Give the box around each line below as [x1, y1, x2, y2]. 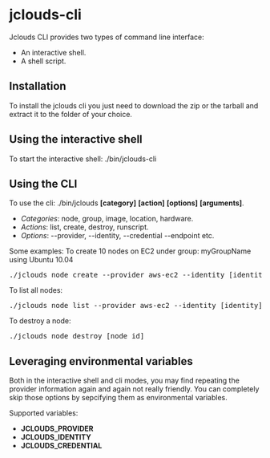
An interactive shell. [20, 47, 87, 57]
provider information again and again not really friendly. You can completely [9, 384, 260, 394]
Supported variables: [9, 408, 79, 418]
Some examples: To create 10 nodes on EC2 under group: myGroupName [9, 246, 252, 256]
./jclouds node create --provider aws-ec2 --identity [9, 270, 225, 280]
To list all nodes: [9, 286, 63, 295]
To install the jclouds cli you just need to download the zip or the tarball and [9, 100, 259, 110]
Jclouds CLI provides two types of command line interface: [9, 32, 204, 42]
